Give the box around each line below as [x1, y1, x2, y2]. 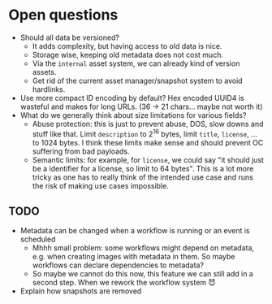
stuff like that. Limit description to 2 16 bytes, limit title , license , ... [32, 128, 257, 139]
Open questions [8, 6, 119, 24]
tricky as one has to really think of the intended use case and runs [32, 172, 254, 182]
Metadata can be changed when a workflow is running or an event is [19, 226, 250, 236]
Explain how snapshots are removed [19, 286, 142, 296]
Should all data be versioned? [19, 33, 120, 42]
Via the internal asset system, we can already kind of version [32, 59, 240, 68]
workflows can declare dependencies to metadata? [32, 260, 205, 270]
